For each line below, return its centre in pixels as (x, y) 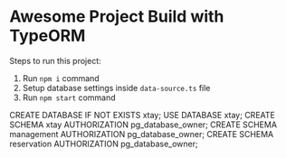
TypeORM (48, 36)
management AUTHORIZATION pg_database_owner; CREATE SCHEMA (142, 134)
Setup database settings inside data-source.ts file (116, 88)
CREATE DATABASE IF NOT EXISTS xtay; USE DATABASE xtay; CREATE (143, 115)
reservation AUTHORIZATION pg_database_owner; (104, 144)
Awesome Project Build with (117, 17)
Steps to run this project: (55, 60)
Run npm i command (61, 78)
